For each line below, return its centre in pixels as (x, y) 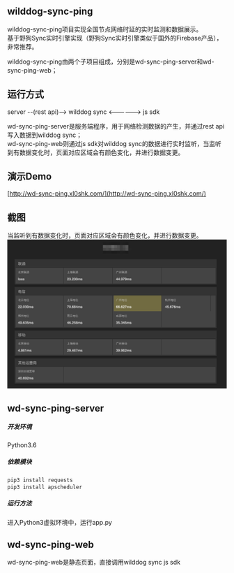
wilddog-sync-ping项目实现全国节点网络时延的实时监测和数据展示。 (105, 29)
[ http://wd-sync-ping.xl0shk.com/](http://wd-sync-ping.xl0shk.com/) (107, 194)
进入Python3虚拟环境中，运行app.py (60, 522)
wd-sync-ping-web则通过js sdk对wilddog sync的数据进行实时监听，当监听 (114, 143)
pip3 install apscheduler (45, 487)
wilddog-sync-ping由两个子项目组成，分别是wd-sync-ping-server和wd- (111, 61)
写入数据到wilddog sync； (45, 135)
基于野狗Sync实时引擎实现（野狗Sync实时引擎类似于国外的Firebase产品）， (115, 38)
